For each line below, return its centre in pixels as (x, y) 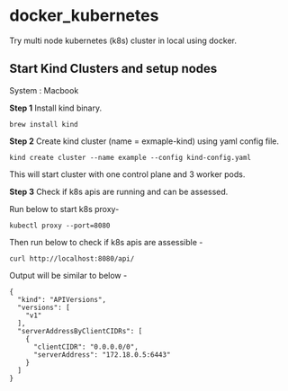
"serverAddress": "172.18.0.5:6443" (102, 355)
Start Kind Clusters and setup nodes (113, 69)
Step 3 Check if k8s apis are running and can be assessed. (119, 191)
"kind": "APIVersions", (62, 299)
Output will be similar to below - (68, 275)
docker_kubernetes (84, 16)
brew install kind (44, 124)
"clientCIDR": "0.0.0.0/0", (86, 347)
